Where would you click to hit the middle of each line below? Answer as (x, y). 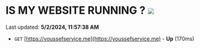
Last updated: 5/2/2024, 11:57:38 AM (52, 27)
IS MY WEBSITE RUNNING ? (76, 10)
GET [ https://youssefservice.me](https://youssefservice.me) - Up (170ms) (104, 38)
